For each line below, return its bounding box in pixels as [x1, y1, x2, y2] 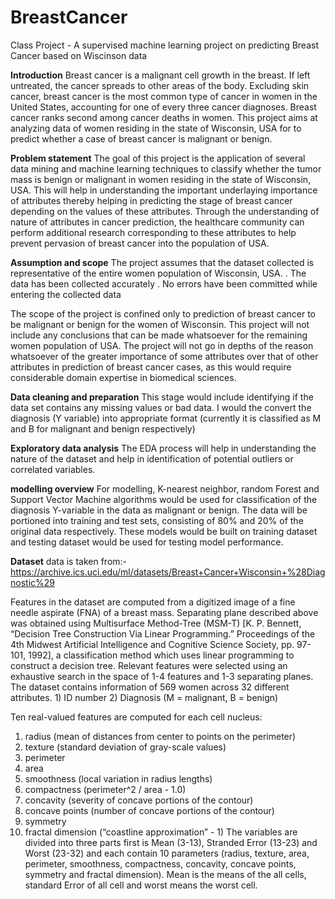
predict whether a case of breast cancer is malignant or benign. [10, 132, 273, 145]
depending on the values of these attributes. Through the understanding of [10, 205, 320, 217]
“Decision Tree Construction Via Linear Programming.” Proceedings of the [10, 627, 316, 640]
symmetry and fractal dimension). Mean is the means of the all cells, [24, 868, 307, 880]
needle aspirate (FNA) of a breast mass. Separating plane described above [10, 606, 319, 618]
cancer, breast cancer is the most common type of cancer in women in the [10, 90, 318, 102]
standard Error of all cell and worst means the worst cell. [24, 879, 258, 891]
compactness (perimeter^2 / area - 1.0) [24, 783, 187, 795]
